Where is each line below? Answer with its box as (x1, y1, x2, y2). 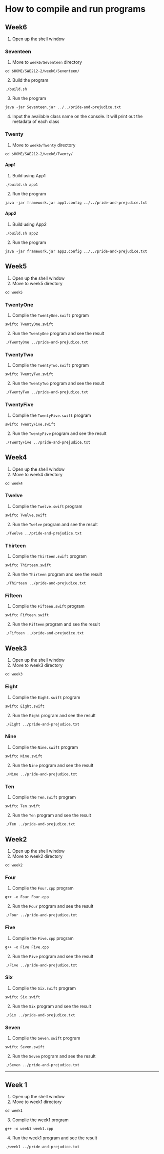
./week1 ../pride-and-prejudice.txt (5, 1144, 80, 1149)
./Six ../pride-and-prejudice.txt (5, 1012, 76, 1017)
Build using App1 (12, 172, 46, 178)
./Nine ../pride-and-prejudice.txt (5, 771, 78, 777)
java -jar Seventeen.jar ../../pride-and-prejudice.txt (5, 105, 121, 110)
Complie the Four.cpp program (12, 885, 74, 891)
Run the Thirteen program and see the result (12, 572, 102, 577)
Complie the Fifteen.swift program (12, 603, 85, 609)
